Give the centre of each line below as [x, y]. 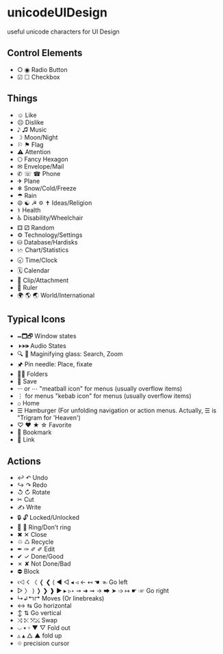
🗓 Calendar [33, 270]
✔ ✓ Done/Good [40, 557]
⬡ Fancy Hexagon [42, 159]
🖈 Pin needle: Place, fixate [54, 364]
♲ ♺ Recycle [35, 542]
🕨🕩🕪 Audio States [41, 346]
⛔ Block [28, 571]
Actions [24, 461]
